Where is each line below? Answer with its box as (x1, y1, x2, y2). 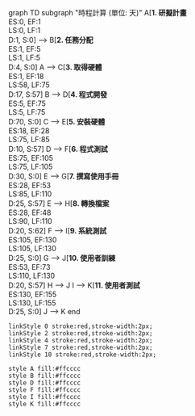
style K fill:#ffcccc (8, 400, 81, 408)
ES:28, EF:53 (8, 181, 51, 190)
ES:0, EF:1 (8, 17, 42, 27)
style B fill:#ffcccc (8, 372, 81, 380)
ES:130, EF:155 (8, 290, 57, 299)
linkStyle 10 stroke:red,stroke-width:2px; (8, 351, 157, 359)
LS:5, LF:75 (8, 107, 46, 116)
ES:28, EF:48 (8, 208, 52, 217)
